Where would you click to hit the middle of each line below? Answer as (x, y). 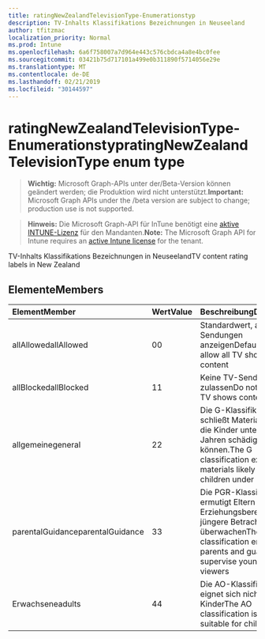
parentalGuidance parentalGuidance (78, 532)
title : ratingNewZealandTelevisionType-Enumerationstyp (102, 15)
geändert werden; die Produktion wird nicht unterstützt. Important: (136, 192)
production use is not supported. (80, 209)
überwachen (223, 532)
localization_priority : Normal (60, 38)
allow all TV (221, 355)
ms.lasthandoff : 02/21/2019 (54, 81)
